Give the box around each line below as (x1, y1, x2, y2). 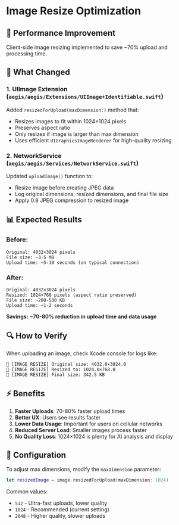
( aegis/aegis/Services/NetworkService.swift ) (6, 159, 139, 167)
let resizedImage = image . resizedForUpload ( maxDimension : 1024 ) (6, 477, 169, 483)
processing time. (6, 50, 48, 57)
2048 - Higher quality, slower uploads (14, 512, 106, 520)
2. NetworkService (6, 151, 62, 160)
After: (6, 273, 24, 281)
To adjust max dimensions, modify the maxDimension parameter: (6, 466, 161, 473)
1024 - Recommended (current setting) (14, 506, 110, 513)
